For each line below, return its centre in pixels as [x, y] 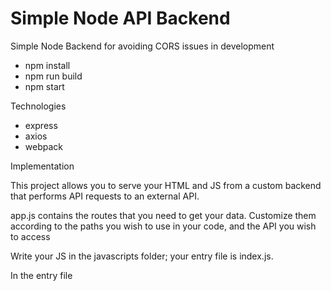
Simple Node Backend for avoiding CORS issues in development [142, 46]
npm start [44, 86]
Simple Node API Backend [120, 18]
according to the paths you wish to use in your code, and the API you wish [163, 226]
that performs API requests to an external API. [105, 196]
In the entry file [41, 275]
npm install [47, 65]
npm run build [53, 76]
